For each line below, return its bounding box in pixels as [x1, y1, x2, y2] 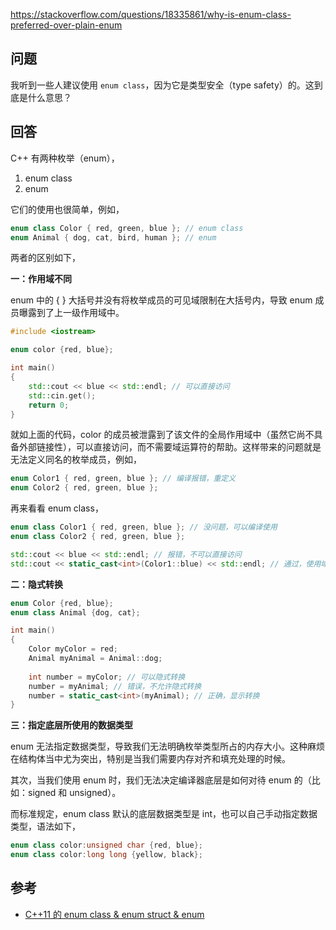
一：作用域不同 [10, 273, 72, 285]
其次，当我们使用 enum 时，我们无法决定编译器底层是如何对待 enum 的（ [10, 774, 312, 786]
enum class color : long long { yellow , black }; [10, 850, 203, 860]
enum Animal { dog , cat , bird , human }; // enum [10, 232, 217, 243]
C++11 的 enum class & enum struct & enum [24, 908, 205, 920]
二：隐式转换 [10, 578, 63, 590]
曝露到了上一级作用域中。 [18, 307, 125, 319]
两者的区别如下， [10, 252, 81, 264]
